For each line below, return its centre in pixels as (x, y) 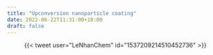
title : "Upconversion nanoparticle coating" (72, 13)
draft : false (26, 26)
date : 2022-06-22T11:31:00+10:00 (55, 20)
